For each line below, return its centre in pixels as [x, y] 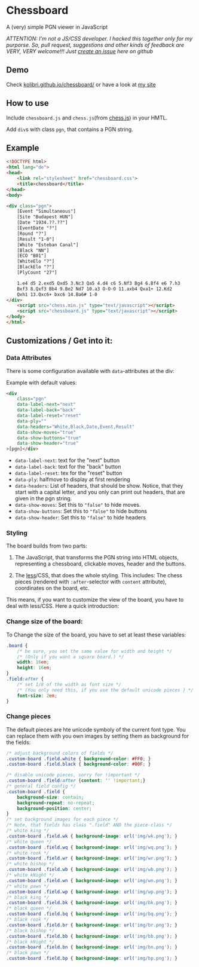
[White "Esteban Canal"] [48, 245]
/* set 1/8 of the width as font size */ [69, 684]
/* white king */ [28, 831]
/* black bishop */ [30, 931]
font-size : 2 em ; [37, 696]
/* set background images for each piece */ [62, 819]
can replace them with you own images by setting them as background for [98, 736]
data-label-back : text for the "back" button [68, 467]
